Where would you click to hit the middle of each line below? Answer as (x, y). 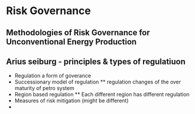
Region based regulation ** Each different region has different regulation (102, 95)
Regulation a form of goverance (53, 76)
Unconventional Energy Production (71, 41)
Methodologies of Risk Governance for (78, 33)
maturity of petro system (44, 88)
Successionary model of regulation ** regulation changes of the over (98, 82)
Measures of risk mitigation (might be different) (71, 100)
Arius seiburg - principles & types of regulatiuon (96, 61)
